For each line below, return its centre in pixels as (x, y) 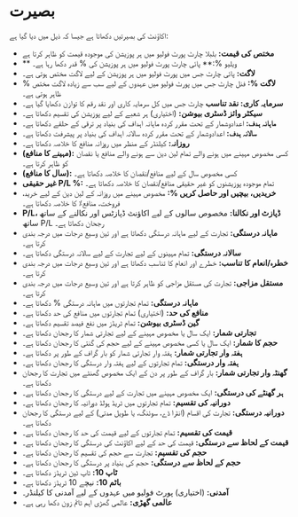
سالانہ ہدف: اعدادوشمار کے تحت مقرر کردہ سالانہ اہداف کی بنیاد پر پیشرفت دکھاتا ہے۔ (139, 133)
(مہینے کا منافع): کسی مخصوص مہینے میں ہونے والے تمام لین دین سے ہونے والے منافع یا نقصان (155, 153)
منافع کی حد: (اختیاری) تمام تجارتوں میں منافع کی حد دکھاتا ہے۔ (115, 312)
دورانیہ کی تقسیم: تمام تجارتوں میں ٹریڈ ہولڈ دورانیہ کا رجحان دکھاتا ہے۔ (126, 402)
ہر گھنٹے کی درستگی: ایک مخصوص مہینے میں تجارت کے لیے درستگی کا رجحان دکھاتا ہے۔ (153, 392)
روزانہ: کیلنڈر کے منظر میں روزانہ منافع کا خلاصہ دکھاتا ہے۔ (106, 143)
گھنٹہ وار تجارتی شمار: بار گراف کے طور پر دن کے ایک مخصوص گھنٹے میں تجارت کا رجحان (155, 372)
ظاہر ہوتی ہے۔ (42, 93)
